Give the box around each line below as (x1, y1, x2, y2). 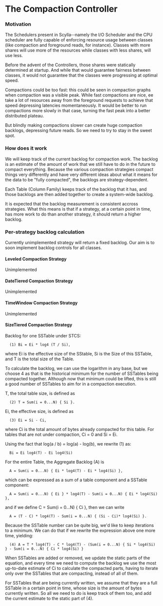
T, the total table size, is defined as (5, 390, 75, 396)
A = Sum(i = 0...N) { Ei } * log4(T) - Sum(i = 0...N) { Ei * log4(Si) (9, 491, 158, 496)
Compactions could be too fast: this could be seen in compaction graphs (5, 87, 151, 93)
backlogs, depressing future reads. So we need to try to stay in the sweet (5, 128, 152, 134)
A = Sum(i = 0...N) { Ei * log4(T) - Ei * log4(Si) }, (9, 468, 123, 473)
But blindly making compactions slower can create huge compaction (5, 122, 143, 128)
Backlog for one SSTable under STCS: (5, 332, 81, 338)
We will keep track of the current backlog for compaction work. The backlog (5, 156, 158, 162)
